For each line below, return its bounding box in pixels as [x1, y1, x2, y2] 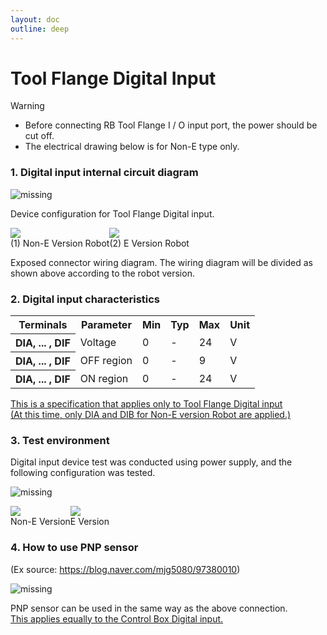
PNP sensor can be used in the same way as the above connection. [10, 602, 288, 614]
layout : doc [10, 14, 60, 25]
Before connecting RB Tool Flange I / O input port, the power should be [24, 119, 318, 131]
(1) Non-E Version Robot [10, 237, 110, 249]
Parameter [80, 318, 132, 332]
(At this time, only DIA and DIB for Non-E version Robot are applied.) [10, 409, 292, 421]
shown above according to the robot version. [10, 267, 195, 279]
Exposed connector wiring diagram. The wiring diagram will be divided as [10, 256, 313, 268]
